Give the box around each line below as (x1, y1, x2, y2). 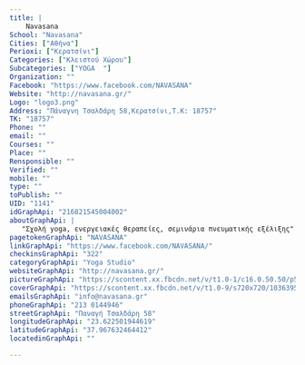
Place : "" (9, 148, 47, 157)
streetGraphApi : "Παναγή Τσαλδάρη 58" (9, 309, 156, 318)
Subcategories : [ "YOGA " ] (9, 64, 112, 74)
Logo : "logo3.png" (9, 97, 79, 107)
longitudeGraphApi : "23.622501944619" (9, 317, 156, 327)
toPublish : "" (9, 191, 64, 200)
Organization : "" (9, 73, 75, 82)
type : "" (9, 182, 43, 192)
